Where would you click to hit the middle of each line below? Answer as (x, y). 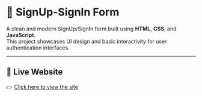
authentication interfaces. (38, 48)
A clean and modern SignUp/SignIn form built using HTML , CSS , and (91, 29)
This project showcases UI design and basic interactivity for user (87, 41)
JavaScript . (21, 35)
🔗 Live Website (35, 72)
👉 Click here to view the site (42, 86)
